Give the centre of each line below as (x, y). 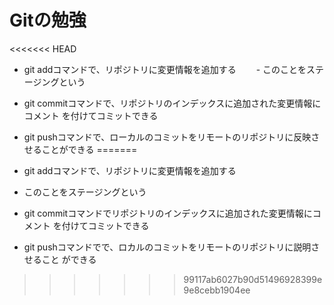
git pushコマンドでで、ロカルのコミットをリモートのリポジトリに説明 (167, 247)
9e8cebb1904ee (217, 290)
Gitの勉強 (48, 20)
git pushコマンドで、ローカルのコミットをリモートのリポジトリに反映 (167, 137)
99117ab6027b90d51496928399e (253, 279)
